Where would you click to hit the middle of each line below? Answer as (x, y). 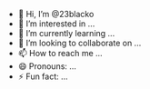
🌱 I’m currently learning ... (66, 33)
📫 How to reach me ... (60, 53)
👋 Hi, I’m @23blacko (56, 14)
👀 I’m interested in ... (56, 24)
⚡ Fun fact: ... (43, 76)
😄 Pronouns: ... (47, 66)
